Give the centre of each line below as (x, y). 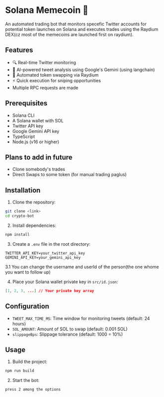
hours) (19, 323)
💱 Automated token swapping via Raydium (55, 75)
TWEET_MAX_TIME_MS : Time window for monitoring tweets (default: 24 (81, 318)
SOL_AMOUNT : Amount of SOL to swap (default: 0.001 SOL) (70, 329)
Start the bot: (26, 381)
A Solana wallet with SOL (38, 120)
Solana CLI (23, 115)
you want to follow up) (28, 272)
